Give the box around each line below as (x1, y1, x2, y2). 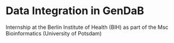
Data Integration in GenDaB (5, 4, 144, 18)
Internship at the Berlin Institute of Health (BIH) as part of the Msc (5, 24, 169, 31)
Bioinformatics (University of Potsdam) (5, 29, 102, 37)
